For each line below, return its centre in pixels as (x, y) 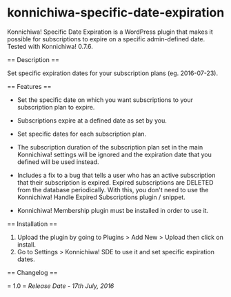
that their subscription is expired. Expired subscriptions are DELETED (115, 182)
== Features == (29, 86)
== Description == (33, 59)
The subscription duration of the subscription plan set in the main (110, 147)
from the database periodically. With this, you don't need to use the (113, 190)
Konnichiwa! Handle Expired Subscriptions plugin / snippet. (101, 197)
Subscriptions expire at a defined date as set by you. (92, 120)
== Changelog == (32, 272)
